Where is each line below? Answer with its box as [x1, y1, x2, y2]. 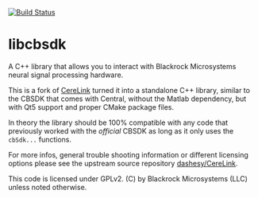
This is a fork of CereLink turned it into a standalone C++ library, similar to [8, 85, 250, 95]
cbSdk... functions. [8, 134, 72, 144]
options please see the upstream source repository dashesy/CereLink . [8, 158, 238, 168]
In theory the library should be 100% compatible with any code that [8, 118, 229, 127]
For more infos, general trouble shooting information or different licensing [8, 149, 248, 159]
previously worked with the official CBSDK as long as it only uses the [8, 126, 234, 135]
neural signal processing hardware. [8, 70, 124, 80]
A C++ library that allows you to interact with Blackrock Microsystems [8, 61, 237, 71]
